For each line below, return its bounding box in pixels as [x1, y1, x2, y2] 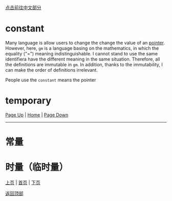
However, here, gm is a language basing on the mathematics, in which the [5, 45, 159, 51]
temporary [5, 95, 52, 107]
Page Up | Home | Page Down [5, 112, 69, 118]
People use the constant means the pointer [5, 76, 96, 83]
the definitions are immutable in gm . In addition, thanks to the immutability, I [5, 61, 163, 68]
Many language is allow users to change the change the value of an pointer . [5, 39, 165, 46]
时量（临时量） [5, 162, 69, 173]
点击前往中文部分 [5, 5, 41, 10]
